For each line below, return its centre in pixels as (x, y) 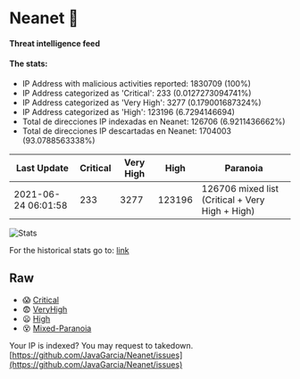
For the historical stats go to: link (69, 250)
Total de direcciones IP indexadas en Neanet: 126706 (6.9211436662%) (154, 121)
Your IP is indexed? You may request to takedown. (101, 345)
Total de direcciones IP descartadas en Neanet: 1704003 (127, 131)
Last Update (43, 168)
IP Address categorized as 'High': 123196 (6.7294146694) (128, 111)
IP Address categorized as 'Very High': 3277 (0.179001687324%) (142, 103)
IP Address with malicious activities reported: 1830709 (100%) (137, 83)
